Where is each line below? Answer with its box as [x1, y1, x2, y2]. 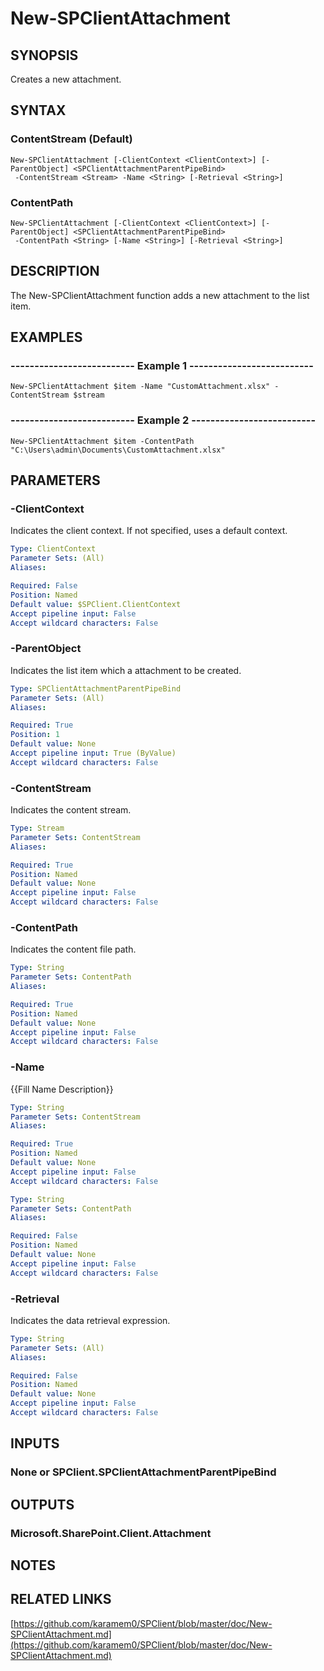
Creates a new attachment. [10, 73, 122, 85]
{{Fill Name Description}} [10, 1083, 114, 1095]
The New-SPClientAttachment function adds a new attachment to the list [10, 289, 310, 301]
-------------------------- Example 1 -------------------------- [10, 359, 314, 373]
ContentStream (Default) [10, 132, 133, 146]
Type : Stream [10, 823, 65, 834]
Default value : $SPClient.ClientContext [10, 599, 182, 609]
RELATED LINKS [10, 1591, 112, 1608]
